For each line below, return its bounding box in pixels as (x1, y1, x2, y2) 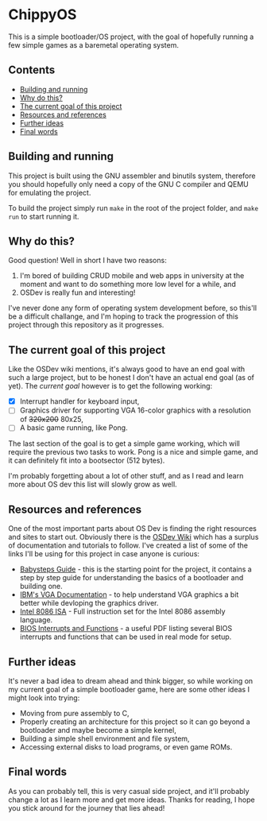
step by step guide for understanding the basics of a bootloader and (19, 573, 244, 583)
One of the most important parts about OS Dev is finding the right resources (8, 524, 257, 533)
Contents (8, 64, 56, 77)
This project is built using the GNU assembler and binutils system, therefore (8, 171, 256, 180)
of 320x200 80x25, (19, 415, 83, 424)
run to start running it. (8, 211, 79, 221)
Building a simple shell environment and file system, (19, 734, 190, 743)
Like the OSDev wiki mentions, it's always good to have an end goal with (8, 364, 246, 374)
